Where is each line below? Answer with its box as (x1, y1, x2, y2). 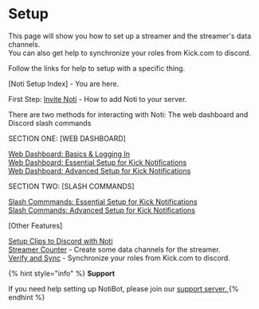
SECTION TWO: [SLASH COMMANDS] (8, 181, 135, 191)
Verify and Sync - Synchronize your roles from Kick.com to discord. (8, 252, 231, 263)
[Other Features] (8, 221, 63, 230)
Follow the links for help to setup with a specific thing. (8, 63, 186, 72)
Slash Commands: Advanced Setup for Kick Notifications (8, 205, 195, 215)
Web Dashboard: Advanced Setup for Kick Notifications (8, 166, 191, 175)
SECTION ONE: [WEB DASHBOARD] (8, 133, 126, 143)
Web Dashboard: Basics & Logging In (8, 149, 130, 158)
